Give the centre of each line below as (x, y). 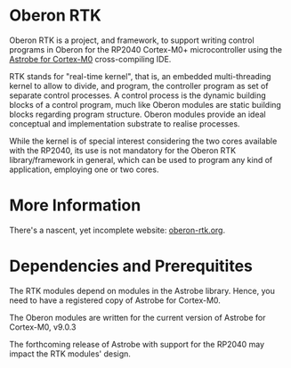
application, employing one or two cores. (84, 169)
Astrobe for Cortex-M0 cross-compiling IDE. (90, 59)
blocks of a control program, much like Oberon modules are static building (145, 104)
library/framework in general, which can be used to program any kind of (141, 159)
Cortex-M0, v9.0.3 (43, 327)
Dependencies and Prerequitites (131, 266)
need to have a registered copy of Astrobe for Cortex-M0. (115, 300)
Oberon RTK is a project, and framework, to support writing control (132, 40)
